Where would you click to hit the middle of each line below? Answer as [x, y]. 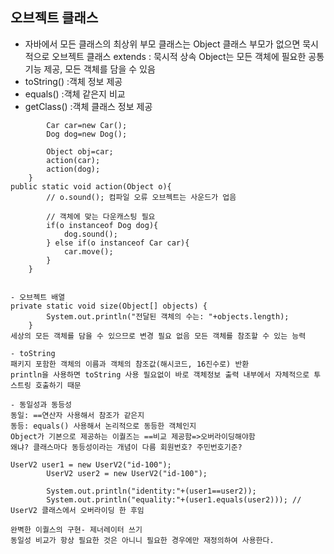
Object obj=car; [80, 151]
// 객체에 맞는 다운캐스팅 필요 [101, 216]
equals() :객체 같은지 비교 [75, 94]
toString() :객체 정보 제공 [73, 81]
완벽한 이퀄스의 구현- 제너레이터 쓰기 [76, 529]
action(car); [73, 160]
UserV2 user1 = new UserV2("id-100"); [91, 464]
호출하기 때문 [58, 385]
